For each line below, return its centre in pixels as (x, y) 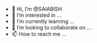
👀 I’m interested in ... (36, 15)
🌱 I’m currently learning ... (43, 21)
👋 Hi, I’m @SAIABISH (37, 9)
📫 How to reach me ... (39, 34)
